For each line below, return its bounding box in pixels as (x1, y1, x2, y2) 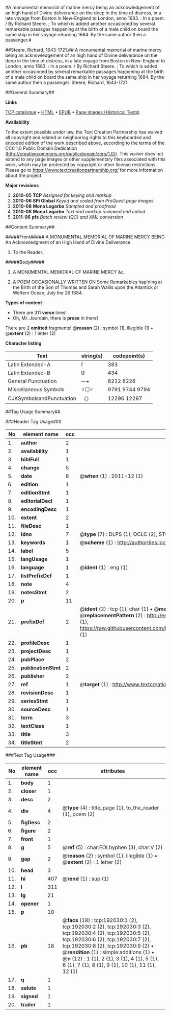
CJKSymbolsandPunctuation (8, 395, 76, 402)
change (21, 464, 40, 471)
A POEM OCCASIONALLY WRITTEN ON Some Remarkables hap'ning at (12, 279, 162, 285)
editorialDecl (21, 498, 52, 504)
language (21, 564, 44, 571)
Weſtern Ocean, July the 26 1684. (12, 290, 83, 296)
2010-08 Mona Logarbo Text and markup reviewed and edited (12, 209, 146, 214)
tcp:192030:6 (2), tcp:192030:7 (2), (62, 936, 151, 943)
